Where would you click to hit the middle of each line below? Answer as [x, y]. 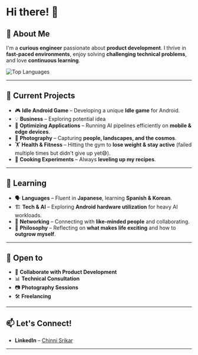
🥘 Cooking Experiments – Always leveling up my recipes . [85, 159]
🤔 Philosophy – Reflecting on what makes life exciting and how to [95, 228]
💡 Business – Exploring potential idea [60, 119]
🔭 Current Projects [41, 96]
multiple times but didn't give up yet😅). [62, 153]
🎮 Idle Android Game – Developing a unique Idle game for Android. [97, 110]
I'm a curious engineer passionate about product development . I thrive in [96, 48]
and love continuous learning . [43, 60]
